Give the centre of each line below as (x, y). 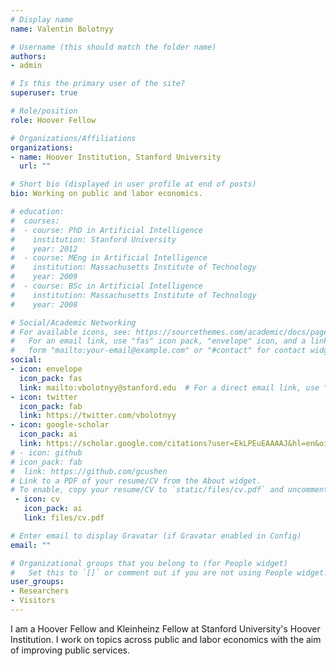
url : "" (35, 166)
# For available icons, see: (71, 332)
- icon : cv (37, 499)
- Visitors (33, 601)
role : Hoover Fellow (53, 120)
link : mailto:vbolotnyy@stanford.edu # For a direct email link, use (169, 387)
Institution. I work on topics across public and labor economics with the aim (166, 639)
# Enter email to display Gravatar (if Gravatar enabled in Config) (156, 536)
